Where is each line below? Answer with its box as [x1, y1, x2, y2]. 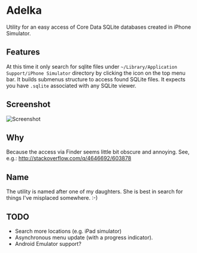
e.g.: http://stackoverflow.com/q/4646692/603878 [6, 155, 132, 162]
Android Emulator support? [14, 240, 82, 247]
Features [6, 47, 40, 57]
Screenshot [6, 99, 51, 109]
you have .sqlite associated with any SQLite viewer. [6, 82, 137, 89]
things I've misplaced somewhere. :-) [6, 194, 98, 202]
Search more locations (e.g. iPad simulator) [14, 228, 122, 234]
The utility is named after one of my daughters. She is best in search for [6, 188, 183, 195]
